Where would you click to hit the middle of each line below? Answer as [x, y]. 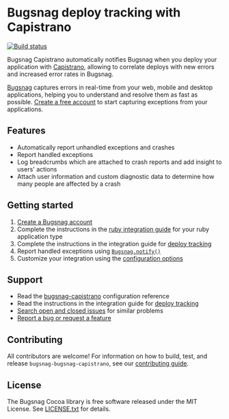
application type [40, 236]
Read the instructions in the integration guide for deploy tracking [108, 304]
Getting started [40, 205]
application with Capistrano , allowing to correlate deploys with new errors [111, 67]
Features [26, 131]
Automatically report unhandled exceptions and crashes [96, 147]
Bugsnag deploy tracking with [94, 13]
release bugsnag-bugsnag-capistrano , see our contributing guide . [98, 363]
